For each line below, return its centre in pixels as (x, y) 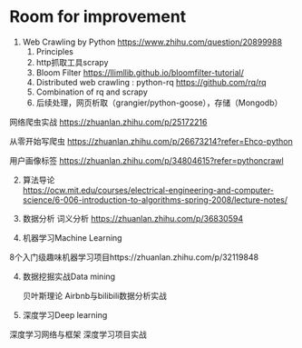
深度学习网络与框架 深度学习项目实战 (78, 334)
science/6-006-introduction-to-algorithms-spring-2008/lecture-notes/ (155, 199)
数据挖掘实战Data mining (69, 276)
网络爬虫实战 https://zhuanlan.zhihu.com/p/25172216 (108, 122)
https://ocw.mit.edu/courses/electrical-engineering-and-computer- (148, 190)
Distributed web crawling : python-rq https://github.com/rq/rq (151, 82)
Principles (55, 51)
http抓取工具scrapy (72, 62)
